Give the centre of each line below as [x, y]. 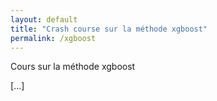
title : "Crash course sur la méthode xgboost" [109, 29]
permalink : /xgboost [53, 38]
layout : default [44, 19]
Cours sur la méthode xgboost [73, 67]
